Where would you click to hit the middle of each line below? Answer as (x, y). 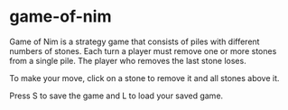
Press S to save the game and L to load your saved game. (116, 96)
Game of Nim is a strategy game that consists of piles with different (135, 41)
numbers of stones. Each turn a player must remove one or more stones (143, 50)
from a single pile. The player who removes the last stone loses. (128, 60)
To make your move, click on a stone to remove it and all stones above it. (144, 78)
